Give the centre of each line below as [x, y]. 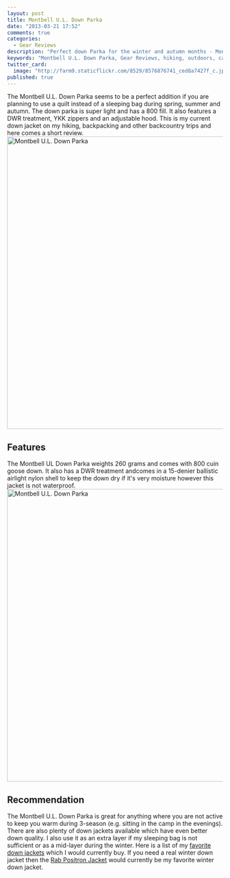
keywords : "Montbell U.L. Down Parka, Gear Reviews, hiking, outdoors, [111, 58]
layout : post [26, 13]
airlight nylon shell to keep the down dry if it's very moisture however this [111, 478]
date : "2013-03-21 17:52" [44, 26]
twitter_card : [27, 64]
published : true [30, 77]
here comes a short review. [46, 133]
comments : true [29, 33]
